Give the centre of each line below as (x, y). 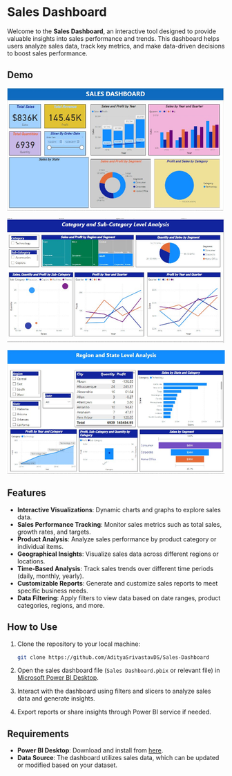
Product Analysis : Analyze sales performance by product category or (117, 539)
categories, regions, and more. (61, 605)
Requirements (38, 733)
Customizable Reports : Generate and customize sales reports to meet (117, 583)
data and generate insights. (56, 698)
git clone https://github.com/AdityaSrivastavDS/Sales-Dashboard (113, 657)
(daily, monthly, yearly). (50, 576)
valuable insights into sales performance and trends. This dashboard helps (113, 38)
